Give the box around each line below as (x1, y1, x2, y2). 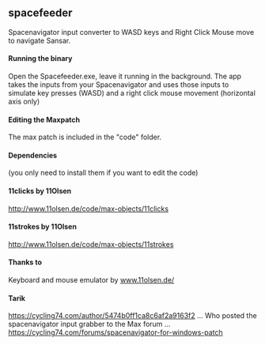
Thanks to (8, 257, 42, 267)
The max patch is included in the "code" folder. (8, 132, 162, 142)
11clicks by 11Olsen (8, 186, 72, 196)
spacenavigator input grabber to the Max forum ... (8, 320, 171, 329)
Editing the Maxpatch (8, 115, 81, 124)
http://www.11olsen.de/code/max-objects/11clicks (8, 203, 168, 213)
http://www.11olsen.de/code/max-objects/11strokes (8, 239, 174, 248)
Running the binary (8, 54, 73, 63)
